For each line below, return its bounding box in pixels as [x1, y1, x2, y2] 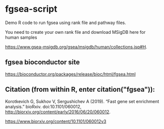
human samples [5, 34, 37, 40]
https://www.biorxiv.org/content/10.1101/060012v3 [5, 118, 107, 124]
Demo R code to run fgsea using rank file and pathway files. [5, 20, 126, 26]
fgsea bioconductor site [5, 58, 80, 67]
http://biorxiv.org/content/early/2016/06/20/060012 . [5, 109, 110, 115]
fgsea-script [5, 3, 57, 15]
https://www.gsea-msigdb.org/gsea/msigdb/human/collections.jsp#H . [5, 44, 147, 50]
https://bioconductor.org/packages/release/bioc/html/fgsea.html [5, 71, 136, 77]
